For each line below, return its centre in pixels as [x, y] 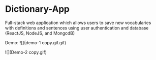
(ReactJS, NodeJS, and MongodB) [40, 33]
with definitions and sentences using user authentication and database [77, 28]
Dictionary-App [37, 9]
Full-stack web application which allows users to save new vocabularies [78, 23]
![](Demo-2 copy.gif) [26, 52]
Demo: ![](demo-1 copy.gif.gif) [36, 42]
